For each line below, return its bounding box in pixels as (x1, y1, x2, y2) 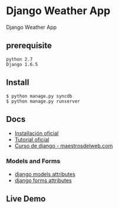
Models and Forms (6, 157, 61, 166)
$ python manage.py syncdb (6, 93, 72, 99)
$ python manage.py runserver (6, 98, 81, 104)
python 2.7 (6, 56, 33, 62)
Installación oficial (14, 130, 59, 137)
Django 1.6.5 (6, 61, 38, 67)
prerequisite (6, 41, 52, 51)
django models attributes (14, 170, 75, 177)
